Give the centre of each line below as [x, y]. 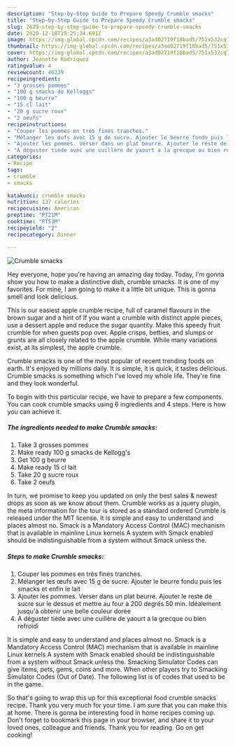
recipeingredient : [34, 79]
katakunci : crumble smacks [47, 196]
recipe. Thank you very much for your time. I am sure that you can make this [117, 705]
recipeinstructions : [37, 124]
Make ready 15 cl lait [47, 467]
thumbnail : [23, 46]
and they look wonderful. [43, 383]
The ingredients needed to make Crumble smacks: [82, 428]
